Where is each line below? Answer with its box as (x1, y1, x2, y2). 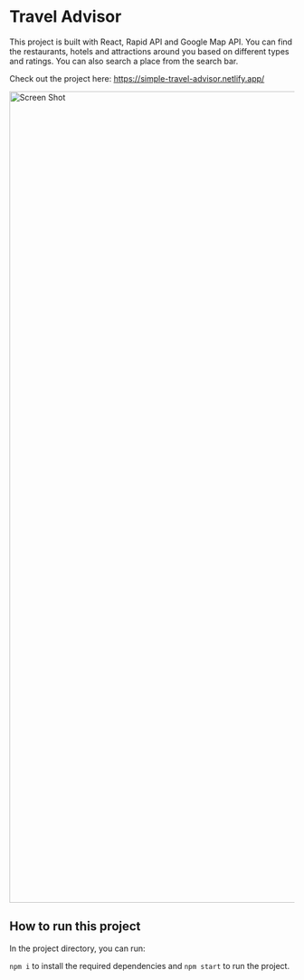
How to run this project (9, 918, 141, 935)
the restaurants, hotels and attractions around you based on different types (9, 45, 290, 56)
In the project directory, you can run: (9, 943, 146, 954)
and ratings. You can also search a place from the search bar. (9, 55, 239, 66)
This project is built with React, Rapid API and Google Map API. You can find (9, 36, 292, 47)
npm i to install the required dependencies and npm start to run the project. (9, 960, 290, 971)
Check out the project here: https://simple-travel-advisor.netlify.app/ (9, 73, 265, 83)
